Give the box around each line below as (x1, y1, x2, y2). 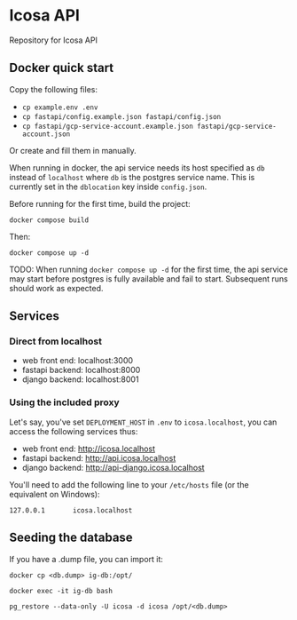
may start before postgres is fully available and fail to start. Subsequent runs (9, 273, 288, 284)
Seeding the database (9, 530, 133, 545)
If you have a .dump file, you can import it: (9, 553, 164, 564)
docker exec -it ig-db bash (9, 586, 113, 595)
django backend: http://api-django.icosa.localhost (21, 462, 206, 473)
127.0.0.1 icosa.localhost (9, 505, 133, 515)
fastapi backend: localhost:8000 (21, 365, 141, 376)
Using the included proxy (9, 396, 120, 409)
